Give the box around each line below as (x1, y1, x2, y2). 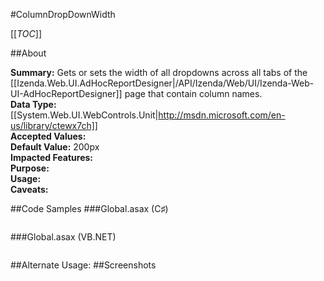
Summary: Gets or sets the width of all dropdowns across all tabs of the (10, 67, 308, 78)
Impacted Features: (10, 152, 93, 163)
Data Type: (10, 99, 57, 110)
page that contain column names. (124, 88, 263, 99)
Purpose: (10, 162, 50, 174)
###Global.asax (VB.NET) (10, 231, 117, 243)
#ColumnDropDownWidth (10, 9, 116, 20)
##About (10, 47, 47, 59)
